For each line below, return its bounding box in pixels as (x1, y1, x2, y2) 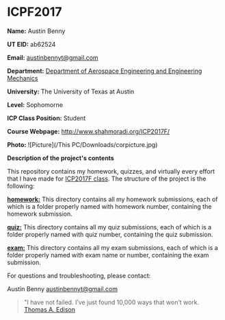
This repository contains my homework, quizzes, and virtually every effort (7, 167, 215, 175)
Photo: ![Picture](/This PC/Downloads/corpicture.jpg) (7, 140, 158, 148)
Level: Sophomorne (7, 100, 64, 108)
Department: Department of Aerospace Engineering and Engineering (7, 67, 202, 75)
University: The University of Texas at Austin (7, 87, 135, 95)
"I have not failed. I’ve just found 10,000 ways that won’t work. (23, 298, 200, 306)
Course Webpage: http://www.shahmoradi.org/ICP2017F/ (7, 127, 170, 135)
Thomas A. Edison (23, 305, 76, 313)
